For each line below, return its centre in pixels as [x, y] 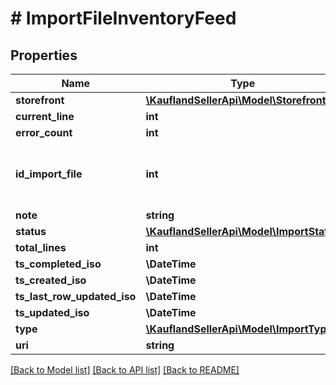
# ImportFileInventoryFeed [123, 18]
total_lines [41, 247]
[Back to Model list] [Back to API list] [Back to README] [125, 370]
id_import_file [49, 174]
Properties [44, 55]
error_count [44, 132]
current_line [45, 116]
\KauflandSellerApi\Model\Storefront [236, 100]
